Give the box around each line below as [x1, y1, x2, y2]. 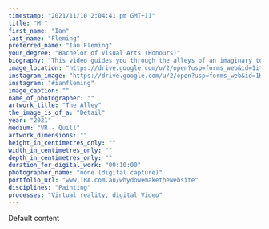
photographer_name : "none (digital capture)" [8, 169, 163, 177]
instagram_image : [8, 72, 66, 80]
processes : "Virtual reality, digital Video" [8, 190, 163, 199]
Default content [8, 213, 60, 223]
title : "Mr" [8, 19, 48, 27]
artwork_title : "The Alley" [8, 101, 102, 109]
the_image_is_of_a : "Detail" [8, 109, 106, 117]
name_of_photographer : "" [8, 94, 94, 102]
